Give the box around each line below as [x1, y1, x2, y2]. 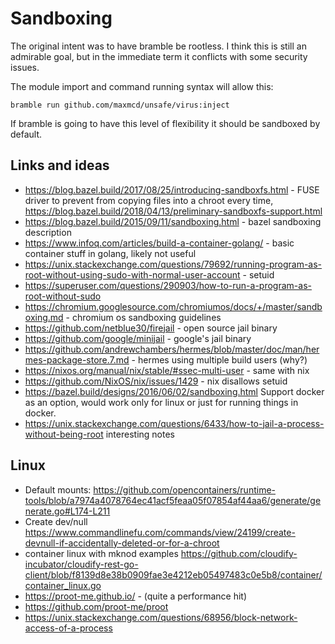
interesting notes [105, 428, 175, 440]
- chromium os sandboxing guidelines [65, 311, 222, 323]
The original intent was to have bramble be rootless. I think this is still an [10, 40, 307, 52]
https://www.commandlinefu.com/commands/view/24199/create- [24, 526, 296, 538]
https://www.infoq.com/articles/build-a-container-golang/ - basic [24, 237, 295, 249]
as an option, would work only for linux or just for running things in [24, 396, 299, 408]
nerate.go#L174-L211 [24, 505, 111, 517]
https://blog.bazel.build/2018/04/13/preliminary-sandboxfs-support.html [24, 205, 323, 217]
